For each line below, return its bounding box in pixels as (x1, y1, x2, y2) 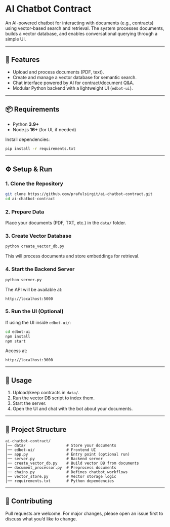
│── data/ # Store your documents (5, 443, 116, 448)
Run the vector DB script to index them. (12, 395, 95, 401)
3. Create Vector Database (5, 233, 72, 240)
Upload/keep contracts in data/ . (12, 390, 79, 396)
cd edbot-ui (5, 329, 30, 334)
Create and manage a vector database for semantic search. (12, 74, 137, 80)
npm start (5, 338, 26, 344)
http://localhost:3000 (5, 358, 53, 363)
